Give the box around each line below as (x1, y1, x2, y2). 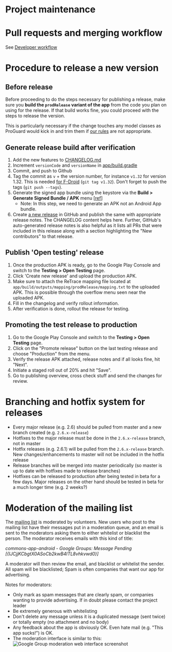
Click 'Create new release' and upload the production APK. (12, 273, 137, 279)
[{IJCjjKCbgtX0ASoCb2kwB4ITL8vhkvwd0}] (5, 551, 99, 557)
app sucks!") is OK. (12, 630, 54, 636)
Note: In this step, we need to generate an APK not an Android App (20, 200, 162, 206)
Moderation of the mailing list (5, 502, 133, 514)
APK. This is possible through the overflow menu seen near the (12, 289, 146, 295)
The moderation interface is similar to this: (12, 636, 102, 642)
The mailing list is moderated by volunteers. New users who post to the (5, 519, 156, 525)
